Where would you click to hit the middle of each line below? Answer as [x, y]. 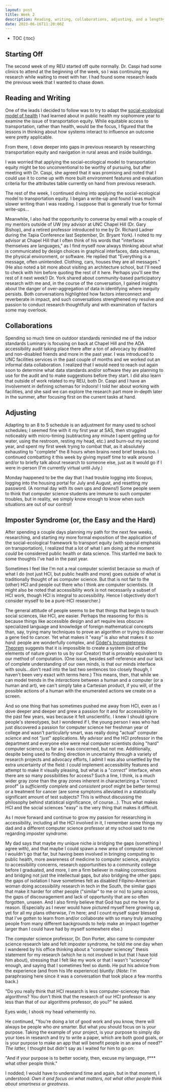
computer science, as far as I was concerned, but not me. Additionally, [78, 749]
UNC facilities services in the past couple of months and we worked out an [83, 359]
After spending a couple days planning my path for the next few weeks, [79, 532]
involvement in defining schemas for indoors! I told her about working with [82, 386]
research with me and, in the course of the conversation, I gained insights [81, 283]
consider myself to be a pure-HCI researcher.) [53, 601]
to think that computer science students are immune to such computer [78, 493]
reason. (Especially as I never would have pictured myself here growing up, [83, 908]
